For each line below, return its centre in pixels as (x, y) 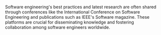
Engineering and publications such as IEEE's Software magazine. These (77, 17)
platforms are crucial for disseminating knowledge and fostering (70, 22)
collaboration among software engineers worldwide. (58, 27)
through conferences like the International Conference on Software (73, 12)
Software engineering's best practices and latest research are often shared (81, 7)
